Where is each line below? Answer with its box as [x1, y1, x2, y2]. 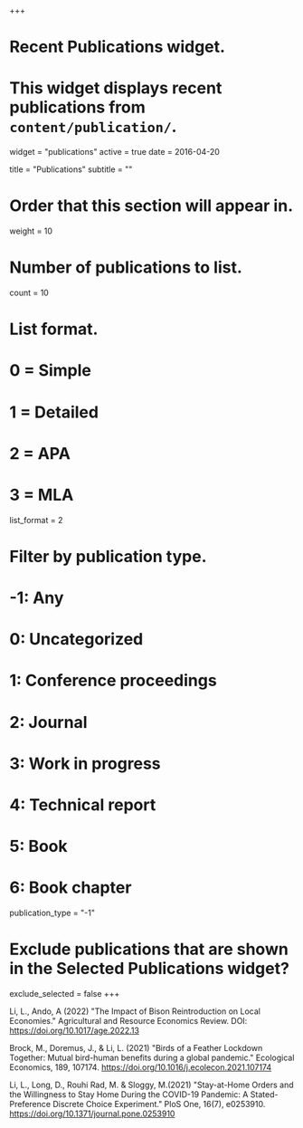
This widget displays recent [9, 78, 223, 99]
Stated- [250, 1089, 279, 1100]
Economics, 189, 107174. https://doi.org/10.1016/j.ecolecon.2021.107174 [9, 1062, 272, 1073]
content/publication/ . [9, 117, 177, 137]
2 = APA [9, 443, 71, 464]
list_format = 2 [9, 514, 63, 525]
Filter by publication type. [9, 546, 207, 567]
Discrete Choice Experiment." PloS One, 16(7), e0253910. [52, 1099, 266, 1110]
